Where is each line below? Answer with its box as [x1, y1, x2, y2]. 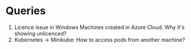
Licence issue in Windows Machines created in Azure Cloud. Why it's [14, 24, 185, 31]
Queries [5, 4, 46, 18]
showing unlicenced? [14, 30, 67, 37]
